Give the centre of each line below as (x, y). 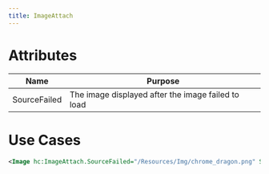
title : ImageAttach (41, 16)
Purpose (163, 81)
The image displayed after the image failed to (155, 95)
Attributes (43, 55)
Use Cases (45, 140)
